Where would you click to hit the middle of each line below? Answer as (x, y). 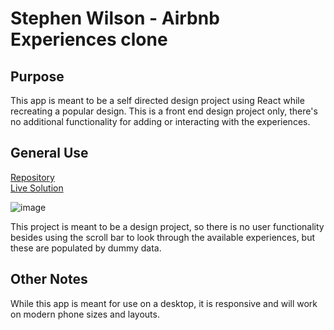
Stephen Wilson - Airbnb (115, 18)
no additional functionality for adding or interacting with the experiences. (160, 121)
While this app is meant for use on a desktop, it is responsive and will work (164, 303)
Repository (32, 177)
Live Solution (37, 188)
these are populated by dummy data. (86, 248)
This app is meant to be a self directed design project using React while (157, 100)
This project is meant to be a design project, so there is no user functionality (167, 226)
